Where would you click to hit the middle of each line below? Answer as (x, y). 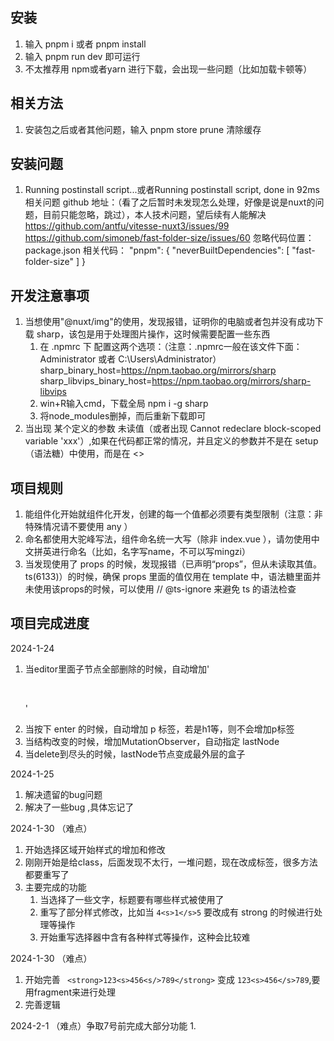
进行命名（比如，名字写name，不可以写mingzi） (151, 552)
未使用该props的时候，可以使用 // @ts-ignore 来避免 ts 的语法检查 (160, 589)
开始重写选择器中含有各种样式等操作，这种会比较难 (145, 937)
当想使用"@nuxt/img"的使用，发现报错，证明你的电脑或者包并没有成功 (169, 322)
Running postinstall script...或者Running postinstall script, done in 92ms (172, 190)
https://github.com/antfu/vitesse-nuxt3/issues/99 (127, 226)
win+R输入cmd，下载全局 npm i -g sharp (124, 404)
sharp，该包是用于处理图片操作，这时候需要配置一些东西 (153, 334)
